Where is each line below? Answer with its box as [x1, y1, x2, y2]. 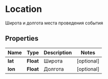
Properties [5, 34, 39, 43]
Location [5, 3, 42, 15]
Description [44, 49, 72, 56]
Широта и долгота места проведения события [5, 20, 103, 26]
